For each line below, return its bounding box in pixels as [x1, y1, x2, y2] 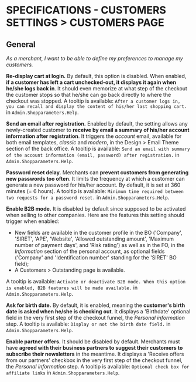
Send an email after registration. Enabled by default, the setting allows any [6, 120, 188, 127]
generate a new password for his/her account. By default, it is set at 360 [6, 181, 181, 188]
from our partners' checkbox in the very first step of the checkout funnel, [6, 357, 183, 364]
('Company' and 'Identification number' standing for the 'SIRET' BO [14, 254, 177, 261]
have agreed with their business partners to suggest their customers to [6, 344, 183, 351]
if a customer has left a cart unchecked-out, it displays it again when [6, 79, 177, 86]
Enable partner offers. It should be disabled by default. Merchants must [6, 338, 180, 345]
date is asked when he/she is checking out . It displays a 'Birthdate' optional [6, 308, 191, 315]
